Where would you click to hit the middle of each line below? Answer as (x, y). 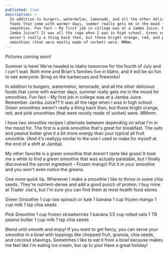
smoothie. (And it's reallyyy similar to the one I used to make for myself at (81, 138)
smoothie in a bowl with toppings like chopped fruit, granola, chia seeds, (80, 235)
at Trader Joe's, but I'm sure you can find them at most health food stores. (82, 190)
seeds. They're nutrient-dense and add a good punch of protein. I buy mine (83, 184)
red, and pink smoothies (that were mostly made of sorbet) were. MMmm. (81, 113)
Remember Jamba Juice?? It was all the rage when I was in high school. (79, 102)
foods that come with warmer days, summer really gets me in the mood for (82, 92)
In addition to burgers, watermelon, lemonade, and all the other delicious (80, 86)
